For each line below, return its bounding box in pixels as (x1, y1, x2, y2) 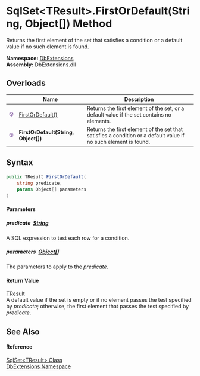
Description (124, 96, 154, 103)
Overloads (6, 78, 46, 88)
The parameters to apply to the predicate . (6, 263, 109, 270)
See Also (6, 326, 40, 337)
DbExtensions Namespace (6, 363, 71, 370)
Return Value (6, 277, 39, 284)
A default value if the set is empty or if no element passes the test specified (6, 296, 192, 304)
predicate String (6, 219, 49, 227)
